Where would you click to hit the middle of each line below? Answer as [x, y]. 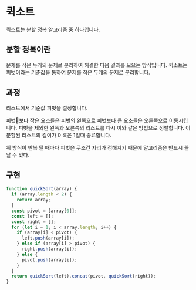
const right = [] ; [34, 222]
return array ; [34, 200]
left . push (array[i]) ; [48, 238]
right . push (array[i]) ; [49, 249]
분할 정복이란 [28, 50]
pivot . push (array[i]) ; [49, 260]
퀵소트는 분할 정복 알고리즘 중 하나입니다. [53, 29]
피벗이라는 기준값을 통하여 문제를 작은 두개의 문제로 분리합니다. [78, 72]
